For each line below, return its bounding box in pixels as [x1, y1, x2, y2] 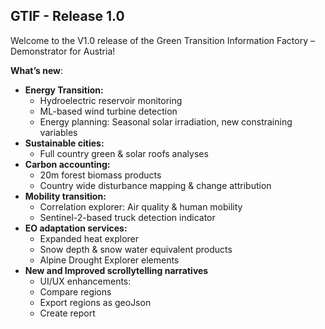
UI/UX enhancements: [39, 275, 132, 287]
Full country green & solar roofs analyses [39, 147, 209, 159]
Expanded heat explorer [39, 232, 140, 244]
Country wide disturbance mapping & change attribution [39, 179, 272, 191]
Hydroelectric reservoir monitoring [39, 94, 183, 106]
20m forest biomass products [39, 169, 162, 181]
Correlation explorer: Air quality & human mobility [39, 200, 243, 213]
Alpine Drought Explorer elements [39, 254, 180, 266]
